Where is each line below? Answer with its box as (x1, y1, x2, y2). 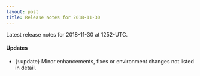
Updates (6, 44, 28, 51)
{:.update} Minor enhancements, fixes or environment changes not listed (14, 57, 195, 65)
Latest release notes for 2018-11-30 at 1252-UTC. (6, 31, 128, 38)
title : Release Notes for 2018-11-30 (6, 14, 101, 20)
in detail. (14, 64, 37, 71)
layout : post (6, 8, 39, 15)
